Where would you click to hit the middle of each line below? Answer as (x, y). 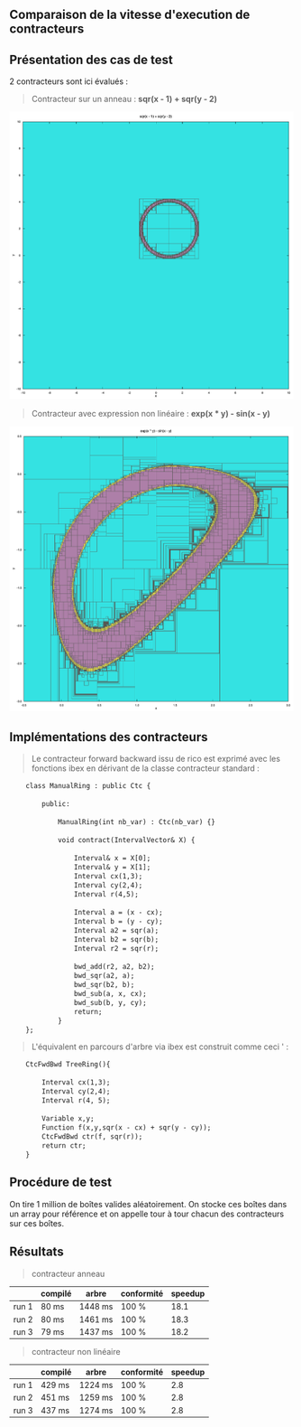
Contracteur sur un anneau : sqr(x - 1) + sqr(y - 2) (124, 99)
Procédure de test (61, 1183)
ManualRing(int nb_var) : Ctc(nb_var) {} (137, 821)
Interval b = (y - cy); (119, 921)
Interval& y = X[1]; (112, 867)
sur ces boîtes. (37, 1223)
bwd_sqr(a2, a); (104, 975)
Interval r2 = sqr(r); (116, 948)
